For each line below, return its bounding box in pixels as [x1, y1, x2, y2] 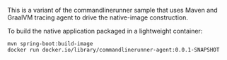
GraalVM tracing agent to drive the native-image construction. [7, 13, 189, 22]
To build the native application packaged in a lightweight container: [7, 27, 203, 35]
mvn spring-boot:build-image [7, 40, 93, 47]
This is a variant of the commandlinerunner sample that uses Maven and [7, 6, 218, 14]
